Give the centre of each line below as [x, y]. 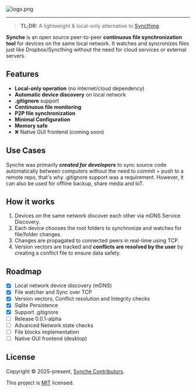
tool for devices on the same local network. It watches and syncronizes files [98, 43]
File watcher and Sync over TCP [53, 292]
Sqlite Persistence [36, 305]
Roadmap [24, 271]
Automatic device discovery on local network [70, 94]
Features [22, 74]
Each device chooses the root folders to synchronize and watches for [98, 228]
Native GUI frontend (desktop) [51, 338]
